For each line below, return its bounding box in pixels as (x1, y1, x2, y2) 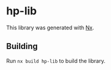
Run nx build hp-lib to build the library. (6, 57, 106, 64)
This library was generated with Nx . (6, 24, 94, 31)
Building (6, 41, 38, 51)
